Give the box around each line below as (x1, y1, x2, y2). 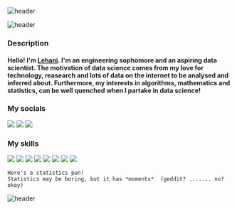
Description (7, 38, 49, 48)
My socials (7, 104, 46, 114)
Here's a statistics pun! (7, 169, 84, 177)
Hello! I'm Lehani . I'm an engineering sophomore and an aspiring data (7, 55, 217, 64)
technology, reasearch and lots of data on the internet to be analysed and (7, 71, 229, 80)
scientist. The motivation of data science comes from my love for (7, 63, 204, 72)
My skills (7, 139, 39, 149)
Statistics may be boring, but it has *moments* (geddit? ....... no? (7, 176, 224, 183)
